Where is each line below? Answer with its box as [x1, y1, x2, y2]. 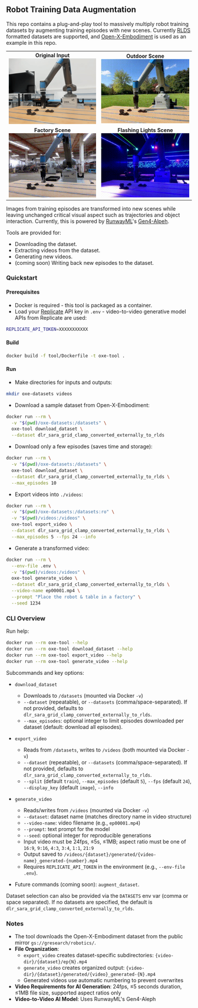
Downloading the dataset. [14, 240, 78, 247]
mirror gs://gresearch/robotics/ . [14, 939, 96, 946]
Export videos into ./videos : [14, 491, 84, 498]
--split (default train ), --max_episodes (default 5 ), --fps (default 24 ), [23, 777, 192, 784]
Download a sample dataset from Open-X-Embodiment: [14, 401, 150, 409]
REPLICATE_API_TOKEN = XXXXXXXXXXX [6, 326, 88, 332]
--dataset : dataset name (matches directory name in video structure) [23, 813, 192, 820]
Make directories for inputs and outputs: [14, 379, 113, 386]
